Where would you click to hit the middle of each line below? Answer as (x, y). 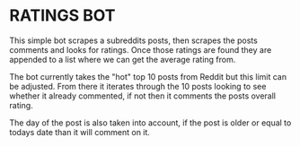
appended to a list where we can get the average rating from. (123, 59)
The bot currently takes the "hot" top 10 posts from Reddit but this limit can (148, 76)
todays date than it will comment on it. (80, 132)
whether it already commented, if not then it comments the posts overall (143, 96)
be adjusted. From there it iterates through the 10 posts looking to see (138, 86)
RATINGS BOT (62, 16)
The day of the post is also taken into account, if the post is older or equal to (150, 123)
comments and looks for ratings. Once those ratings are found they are (141, 49)
